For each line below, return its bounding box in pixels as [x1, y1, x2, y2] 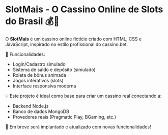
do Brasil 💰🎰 [5, 15, 60, 27]
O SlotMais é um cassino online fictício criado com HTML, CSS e [5, 36, 142, 42]
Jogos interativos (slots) [12, 77, 64, 83]
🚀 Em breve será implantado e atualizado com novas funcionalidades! [5, 124, 151, 130]
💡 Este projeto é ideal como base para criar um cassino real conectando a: [5, 93, 162, 99]
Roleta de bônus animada [12, 72, 66, 78]
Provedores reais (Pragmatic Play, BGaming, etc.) [12, 114, 116, 120]
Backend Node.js [12, 103, 49, 109]
